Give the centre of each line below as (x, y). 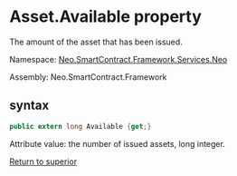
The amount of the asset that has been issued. (96, 42)
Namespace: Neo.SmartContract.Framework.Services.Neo (118, 59)
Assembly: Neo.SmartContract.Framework (88, 77)
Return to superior (43, 161)
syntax (29, 106)
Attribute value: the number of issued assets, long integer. (118, 143)
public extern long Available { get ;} (81, 126)
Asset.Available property (105, 17)
